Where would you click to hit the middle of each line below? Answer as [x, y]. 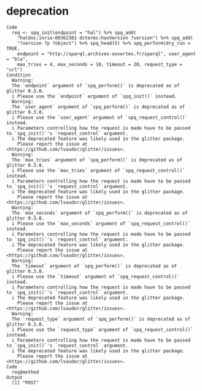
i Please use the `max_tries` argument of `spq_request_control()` [99, 170]
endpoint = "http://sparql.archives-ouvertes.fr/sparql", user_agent [107, 54]
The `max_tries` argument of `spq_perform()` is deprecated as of [97, 160]
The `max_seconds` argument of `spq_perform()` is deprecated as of [100, 213]
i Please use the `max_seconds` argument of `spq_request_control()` [101, 223]
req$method [25, 372]
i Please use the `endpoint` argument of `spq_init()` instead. [94, 96]
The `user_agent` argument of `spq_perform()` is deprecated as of [99, 107]
